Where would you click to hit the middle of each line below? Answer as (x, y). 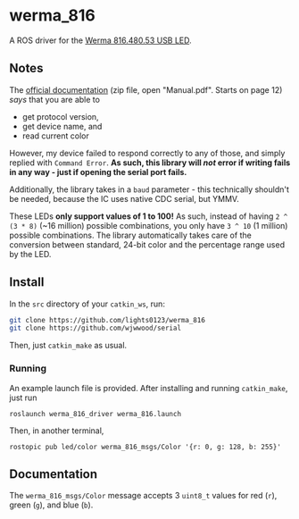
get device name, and (62, 126)
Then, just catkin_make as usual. (68, 346)
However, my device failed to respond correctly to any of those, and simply (147, 153)
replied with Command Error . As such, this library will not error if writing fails (150, 163)
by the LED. (30, 254)
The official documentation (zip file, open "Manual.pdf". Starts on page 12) (146, 89)
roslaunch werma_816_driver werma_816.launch (95, 414)
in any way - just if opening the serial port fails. (98, 172)
